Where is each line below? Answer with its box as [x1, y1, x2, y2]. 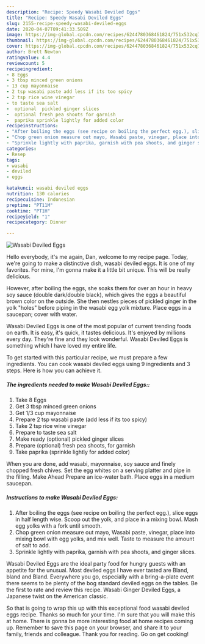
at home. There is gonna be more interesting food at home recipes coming [6, 618, 193, 625]
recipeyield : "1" [6, 214, 51, 220]
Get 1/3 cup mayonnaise [15, 410, 76, 417]
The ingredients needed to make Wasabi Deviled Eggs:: [6, 381, 150, 388]
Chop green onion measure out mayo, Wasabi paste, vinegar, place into [15, 529, 195, 536]
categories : [6, 145, 37, 152]
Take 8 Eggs [15, 396, 47, 404]
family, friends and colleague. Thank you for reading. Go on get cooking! [6, 631, 189, 638]
